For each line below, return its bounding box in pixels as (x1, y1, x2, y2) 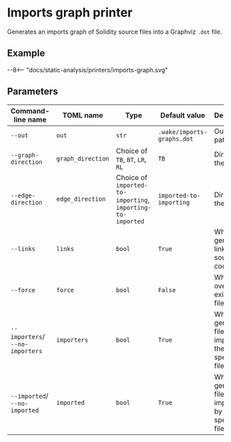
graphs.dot (157, 135, 194, 142)
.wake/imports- (157, 128, 208, 135)
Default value (160, 110, 206, 120)
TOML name (62, 110, 103, 120)
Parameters (7, 86, 58, 98)
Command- (10, 106, 50, 115)
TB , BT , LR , (115, 155, 146, 164)
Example (7, 47, 45, 59)
